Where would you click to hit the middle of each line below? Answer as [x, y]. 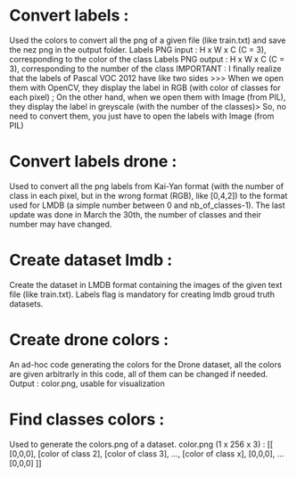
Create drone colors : [89, 340]
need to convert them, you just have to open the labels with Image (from [142, 116]
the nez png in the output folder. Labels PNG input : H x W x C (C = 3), [138, 49]
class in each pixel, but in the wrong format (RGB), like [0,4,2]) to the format [148, 195]
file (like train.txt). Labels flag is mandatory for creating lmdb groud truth [142, 294]
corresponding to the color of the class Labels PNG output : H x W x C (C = [147, 59]
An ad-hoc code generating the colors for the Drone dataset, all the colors [145, 364]
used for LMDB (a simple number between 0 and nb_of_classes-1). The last [147, 205]
